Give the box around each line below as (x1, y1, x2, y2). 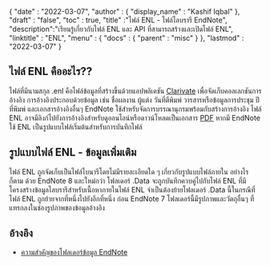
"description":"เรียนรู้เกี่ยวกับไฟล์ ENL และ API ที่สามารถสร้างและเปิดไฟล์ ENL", (9, 24, 233, 34)
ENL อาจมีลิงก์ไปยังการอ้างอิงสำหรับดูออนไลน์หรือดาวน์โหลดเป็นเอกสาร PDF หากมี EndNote (9, 113, 261, 122)
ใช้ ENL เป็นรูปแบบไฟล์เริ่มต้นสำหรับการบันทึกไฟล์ (9, 121, 143, 131)
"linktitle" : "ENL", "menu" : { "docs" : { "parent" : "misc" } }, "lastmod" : (9, 34, 244, 42)
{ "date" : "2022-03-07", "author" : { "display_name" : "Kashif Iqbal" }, (9, 7, 240, 16)
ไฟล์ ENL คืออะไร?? (9, 65, 93, 78)
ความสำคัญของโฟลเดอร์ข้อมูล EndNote (20, 248, 128, 257)
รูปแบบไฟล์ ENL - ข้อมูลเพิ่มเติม (9, 145, 137, 159)
